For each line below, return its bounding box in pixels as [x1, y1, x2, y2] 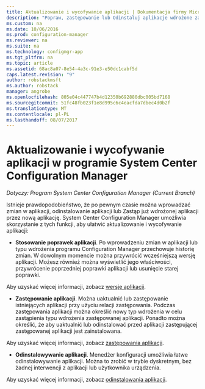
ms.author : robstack [6, 83, 59, 89]
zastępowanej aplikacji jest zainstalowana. [15, 327, 122, 335]
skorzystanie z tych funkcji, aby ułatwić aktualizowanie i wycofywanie [6, 220, 182, 228]
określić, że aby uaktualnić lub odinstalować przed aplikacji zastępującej [15, 321, 198, 329]
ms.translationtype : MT [6, 105, 67, 112]
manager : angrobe [6, 89, 51, 95]
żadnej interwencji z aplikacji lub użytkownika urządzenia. [15, 364, 161, 371]
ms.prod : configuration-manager [6, 32, 88, 38]
